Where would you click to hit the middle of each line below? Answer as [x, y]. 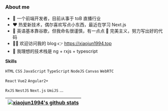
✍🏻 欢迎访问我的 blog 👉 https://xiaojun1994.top [62, 43]
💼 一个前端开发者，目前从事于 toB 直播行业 [57, 18]
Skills [11, 61]
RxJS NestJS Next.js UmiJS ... [34, 90]
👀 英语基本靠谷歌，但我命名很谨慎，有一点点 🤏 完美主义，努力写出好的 [85, 31]
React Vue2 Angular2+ [27, 81]
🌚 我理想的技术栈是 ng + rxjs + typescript [55, 51]
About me [18, 7]
